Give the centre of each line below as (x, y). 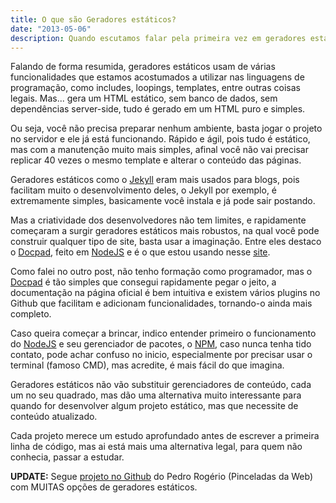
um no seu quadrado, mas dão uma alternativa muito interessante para (156, 395)
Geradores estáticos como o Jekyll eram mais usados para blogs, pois (155, 180)
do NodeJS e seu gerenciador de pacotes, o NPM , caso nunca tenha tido (161, 344)
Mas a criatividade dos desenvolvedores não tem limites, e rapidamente (158, 220)
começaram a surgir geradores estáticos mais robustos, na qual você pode (165, 231)
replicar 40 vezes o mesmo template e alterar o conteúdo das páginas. (156, 160)
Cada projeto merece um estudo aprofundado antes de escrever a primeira (165, 436)
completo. (31, 314)
